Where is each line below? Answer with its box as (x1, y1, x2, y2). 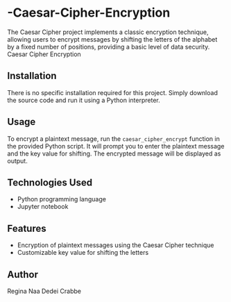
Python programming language (17, 195, 106, 203)
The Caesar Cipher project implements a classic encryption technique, (7, 28, 209, 36)
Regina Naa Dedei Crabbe (7, 287, 82, 295)
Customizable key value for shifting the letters (17, 249, 149, 257)
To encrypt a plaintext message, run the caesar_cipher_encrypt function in (7, 134, 220, 143)
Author (7, 269, 38, 280)
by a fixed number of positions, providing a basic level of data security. (7, 42, 210, 51)
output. (7, 156, 28, 165)
